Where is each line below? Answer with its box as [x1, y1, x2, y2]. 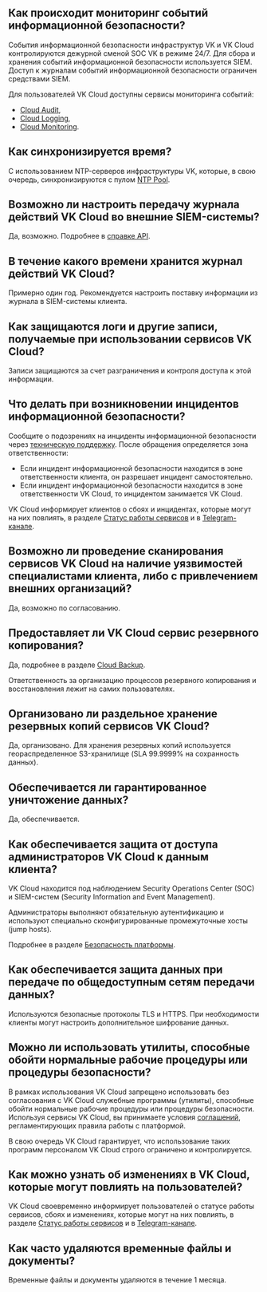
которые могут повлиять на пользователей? [8, 1180, 243, 1194]
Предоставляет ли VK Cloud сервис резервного [8, 626, 259, 640]
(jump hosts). [8, 924, 52, 934]
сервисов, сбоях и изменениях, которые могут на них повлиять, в [8, 1210, 234, 1219]
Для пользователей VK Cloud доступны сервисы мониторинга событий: [8, 89, 254, 99]
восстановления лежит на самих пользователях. [8, 684, 175, 693]
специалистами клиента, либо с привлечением [8, 570, 258, 583]
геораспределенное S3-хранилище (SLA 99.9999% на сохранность [8, 749, 240, 759]
